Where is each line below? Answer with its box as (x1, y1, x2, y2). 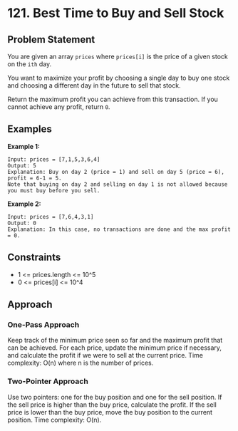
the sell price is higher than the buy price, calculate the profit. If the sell (7, 400, 217, 409)
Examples (7, 123, 52, 135)
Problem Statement (7, 33, 95, 46)
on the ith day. (7, 60, 52, 68)
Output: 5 (7, 162, 37, 169)
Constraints (7, 251, 61, 264)
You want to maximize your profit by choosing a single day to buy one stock (7, 73, 230, 82)
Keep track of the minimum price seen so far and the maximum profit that (7, 336, 223, 345)
